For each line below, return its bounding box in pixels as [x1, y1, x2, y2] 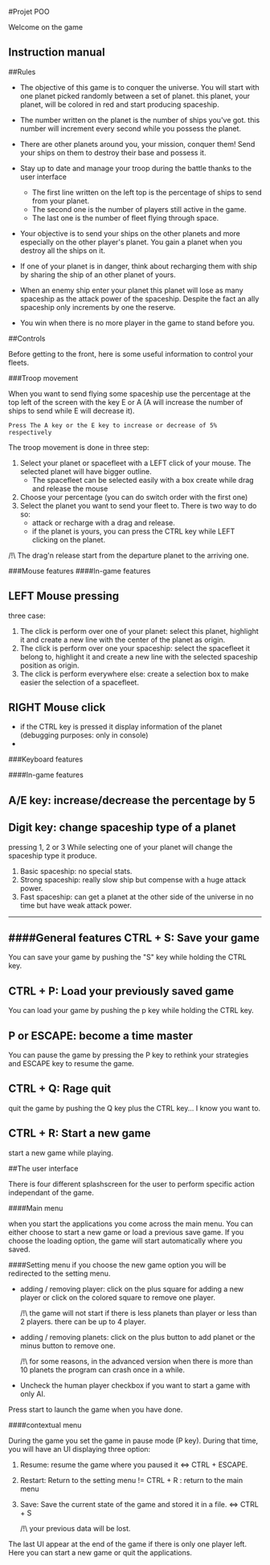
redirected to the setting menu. [8, 1269, 111, 1278]
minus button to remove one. [19, 1341, 116, 1350]
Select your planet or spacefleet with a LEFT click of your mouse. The [19, 458, 252, 468]
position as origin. [19, 660, 80, 670]
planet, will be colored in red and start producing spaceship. [19, 100, 219, 109]
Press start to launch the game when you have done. [8, 1404, 183, 1414]
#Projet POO [8, 7, 50, 16]
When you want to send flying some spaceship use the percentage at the [8, 389, 251, 398]
